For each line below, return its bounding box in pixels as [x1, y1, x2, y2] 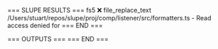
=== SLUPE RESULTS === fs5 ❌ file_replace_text [7, 6, 151, 14]
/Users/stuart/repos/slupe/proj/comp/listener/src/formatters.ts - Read [7, 14, 212, 22]
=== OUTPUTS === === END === [7, 35, 109, 43]
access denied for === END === [7, 21, 103, 29]
